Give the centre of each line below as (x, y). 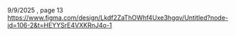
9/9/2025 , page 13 (36, 10)
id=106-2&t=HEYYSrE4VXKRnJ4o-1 (60, 25)
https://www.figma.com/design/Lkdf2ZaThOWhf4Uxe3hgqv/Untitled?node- (118, 18)
